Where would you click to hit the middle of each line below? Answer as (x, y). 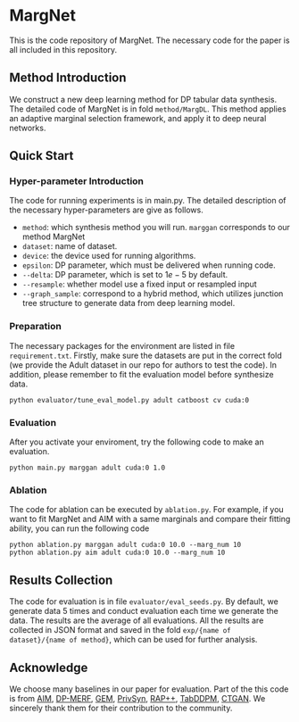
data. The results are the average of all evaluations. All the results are (137, 620)
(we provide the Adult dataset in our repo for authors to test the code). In (143, 365)
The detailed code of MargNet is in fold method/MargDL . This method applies (148, 109)
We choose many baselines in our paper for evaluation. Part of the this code (149, 689)
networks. (28, 128)
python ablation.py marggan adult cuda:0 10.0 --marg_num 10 (125, 545)
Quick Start (42, 156)
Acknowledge (49, 667)
